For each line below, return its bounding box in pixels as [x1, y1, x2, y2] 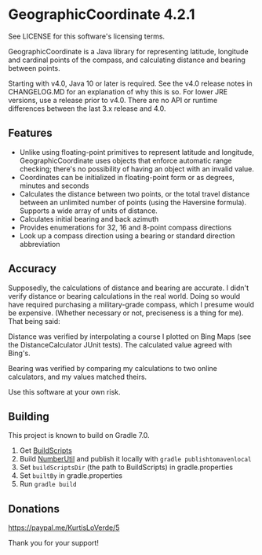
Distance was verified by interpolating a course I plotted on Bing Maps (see [8, 332, 252, 341]
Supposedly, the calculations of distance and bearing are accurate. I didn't [8, 283, 249, 292]
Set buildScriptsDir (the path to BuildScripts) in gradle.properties [19, 462, 234, 472]
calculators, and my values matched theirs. [8, 372, 147, 381]
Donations [8, 502, 60, 516]
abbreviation [19, 239, 60, 248]
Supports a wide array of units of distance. [19, 206, 158, 215]
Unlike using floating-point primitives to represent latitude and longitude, [19, 147, 255, 156]
